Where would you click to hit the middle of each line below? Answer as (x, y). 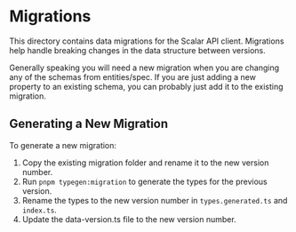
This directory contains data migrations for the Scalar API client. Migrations (147, 41)
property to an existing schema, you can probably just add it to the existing (146, 86)
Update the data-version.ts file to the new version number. (129, 219)
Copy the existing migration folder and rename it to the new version (145, 163)
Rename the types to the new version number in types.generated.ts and (155, 200)
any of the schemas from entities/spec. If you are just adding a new (132, 76)
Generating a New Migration (89, 124)
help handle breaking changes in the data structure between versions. (138, 50)
